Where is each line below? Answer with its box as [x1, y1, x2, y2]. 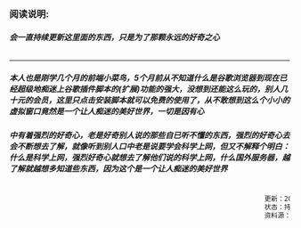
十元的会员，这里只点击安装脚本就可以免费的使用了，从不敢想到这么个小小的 [9, 94, 290, 105]
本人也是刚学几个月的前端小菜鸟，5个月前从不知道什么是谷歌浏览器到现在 [9, 72, 280, 83]
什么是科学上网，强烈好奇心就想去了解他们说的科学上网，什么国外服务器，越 [9, 152, 290, 163]
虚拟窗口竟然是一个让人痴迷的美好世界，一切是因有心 [9, 105, 205, 117]
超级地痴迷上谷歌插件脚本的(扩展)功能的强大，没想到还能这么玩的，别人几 [16, 83, 289, 94]
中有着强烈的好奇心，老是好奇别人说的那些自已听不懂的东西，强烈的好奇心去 [9, 130, 290, 141]
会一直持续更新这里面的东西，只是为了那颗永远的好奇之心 [9, 31, 220, 42]
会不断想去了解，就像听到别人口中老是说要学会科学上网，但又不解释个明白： [9, 141, 290, 152]
